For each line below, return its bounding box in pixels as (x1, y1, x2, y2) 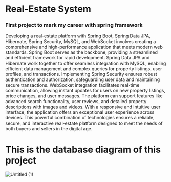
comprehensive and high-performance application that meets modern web (5, 44, 163, 50)
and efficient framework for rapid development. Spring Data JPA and (5, 55, 150, 61)
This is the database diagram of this (5, 144, 161, 155)
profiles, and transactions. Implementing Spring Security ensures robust (5, 71, 157, 77)
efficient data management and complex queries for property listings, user (5, 66, 162, 72)
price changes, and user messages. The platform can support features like (5, 93, 163, 99)
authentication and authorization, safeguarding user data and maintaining (5, 76, 160, 83)
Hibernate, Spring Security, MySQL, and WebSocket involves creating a (5, 38, 156, 45)
